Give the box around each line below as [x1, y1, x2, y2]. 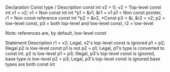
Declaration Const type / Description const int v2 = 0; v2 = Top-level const [5, 5, 161, 10]
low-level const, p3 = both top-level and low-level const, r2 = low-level [5, 20, 154, 26]
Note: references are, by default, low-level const [5, 30, 107, 36]
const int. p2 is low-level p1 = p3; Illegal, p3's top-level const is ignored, [5, 50, 155, 56]
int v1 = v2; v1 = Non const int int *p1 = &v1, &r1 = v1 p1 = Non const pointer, [5, 10, 162, 16]
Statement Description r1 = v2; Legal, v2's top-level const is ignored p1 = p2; [5, 40, 165, 46]
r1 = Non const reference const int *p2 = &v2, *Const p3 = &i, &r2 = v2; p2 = [5, 15, 165, 21]
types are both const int [5, 61, 55, 67]
